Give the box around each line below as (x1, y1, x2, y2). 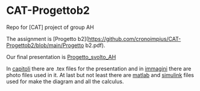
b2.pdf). (85, 42, 105, 49)
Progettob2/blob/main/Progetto (6, 42, 84, 49)
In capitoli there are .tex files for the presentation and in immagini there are (6, 64, 192, 72)
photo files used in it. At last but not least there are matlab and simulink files (6, 71, 195, 78)
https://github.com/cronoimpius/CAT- (88, 35, 181, 42)
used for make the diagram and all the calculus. (6, 78, 124, 85)
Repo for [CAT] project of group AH (6, 24, 95, 31)
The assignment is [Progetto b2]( (6, 35, 89, 42)
